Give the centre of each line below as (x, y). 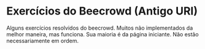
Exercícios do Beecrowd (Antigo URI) (102, 11)
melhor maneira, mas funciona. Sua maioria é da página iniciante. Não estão (102, 34)
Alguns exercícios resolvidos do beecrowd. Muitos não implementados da (100, 28)
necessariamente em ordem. (42, 41)
